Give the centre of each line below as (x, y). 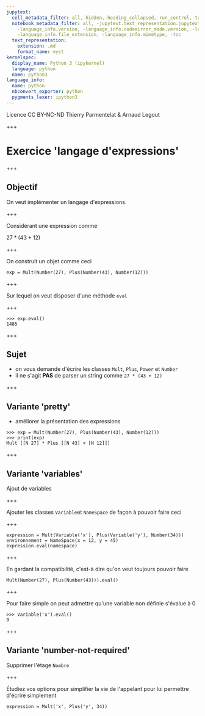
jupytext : (19, 12)
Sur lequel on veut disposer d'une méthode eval (67, 295)
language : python (34, 69)
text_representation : (39, 40)
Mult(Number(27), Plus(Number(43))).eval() (63, 580)
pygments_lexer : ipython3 (45, 97)
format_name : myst (41, 52)
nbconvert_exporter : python (48, 92)
